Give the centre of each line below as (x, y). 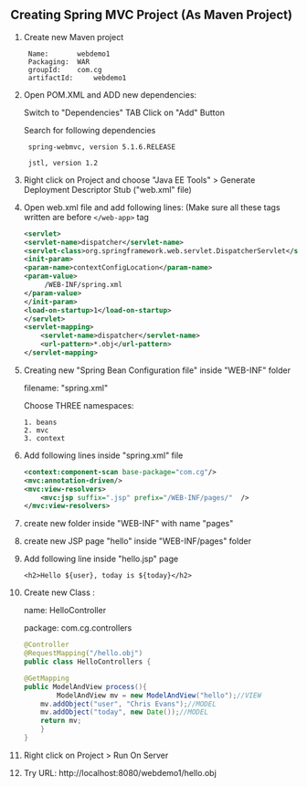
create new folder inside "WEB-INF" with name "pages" (128, 524)
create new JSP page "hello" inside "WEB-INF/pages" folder (138, 541)
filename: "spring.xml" (66, 388)
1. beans (40, 422)
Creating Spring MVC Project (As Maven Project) (152, 15)
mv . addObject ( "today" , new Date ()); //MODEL (125, 712)
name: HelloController (65, 611)
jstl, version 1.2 (63, 163)
